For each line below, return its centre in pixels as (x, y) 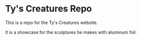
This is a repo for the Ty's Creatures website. (51, 22)
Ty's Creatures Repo (48, 9)
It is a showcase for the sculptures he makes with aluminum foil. (71, 32)
